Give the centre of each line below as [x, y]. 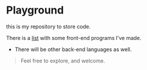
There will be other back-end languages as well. [73, 49]
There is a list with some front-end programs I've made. [74, 38]
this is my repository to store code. [48, 26]
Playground [35, 10]
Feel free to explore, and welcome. [63, 61]
